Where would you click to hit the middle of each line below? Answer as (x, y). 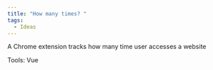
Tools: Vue (23, 60)
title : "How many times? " (47, 14)
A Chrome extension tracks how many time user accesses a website (107, 47)
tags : (15, 20)
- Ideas (25, 27)
